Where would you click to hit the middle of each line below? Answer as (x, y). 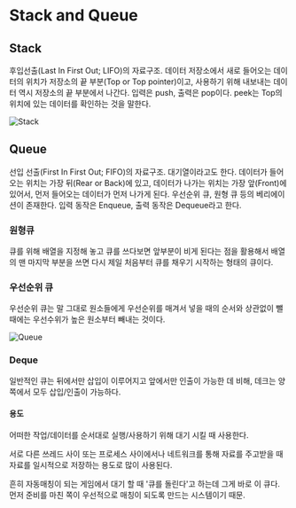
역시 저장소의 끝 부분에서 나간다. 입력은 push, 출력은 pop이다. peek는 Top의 (150, 93)
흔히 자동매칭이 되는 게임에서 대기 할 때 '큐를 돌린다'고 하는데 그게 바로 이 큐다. (145, 483)
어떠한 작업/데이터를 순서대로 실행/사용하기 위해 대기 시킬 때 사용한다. (129, 434)
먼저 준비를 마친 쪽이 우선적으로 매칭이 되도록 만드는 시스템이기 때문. (127, 495)
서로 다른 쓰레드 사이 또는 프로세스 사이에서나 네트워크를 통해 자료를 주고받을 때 (146, 454)
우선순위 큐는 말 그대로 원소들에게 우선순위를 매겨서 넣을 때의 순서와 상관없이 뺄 (146, 309)
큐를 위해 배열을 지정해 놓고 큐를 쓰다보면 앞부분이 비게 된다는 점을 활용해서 (139, 251)
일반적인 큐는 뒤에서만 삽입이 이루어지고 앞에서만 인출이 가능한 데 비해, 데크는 (143, 380)
